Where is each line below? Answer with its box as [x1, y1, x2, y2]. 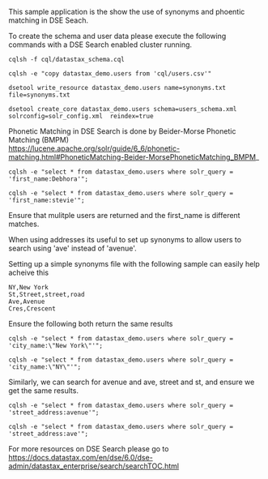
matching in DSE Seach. [8, 15, 89, 25]
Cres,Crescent [8, 305, 57, 313]
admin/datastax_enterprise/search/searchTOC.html [8, 461, 180, 471]
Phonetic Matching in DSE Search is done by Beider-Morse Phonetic [8, 126, 236, 136]
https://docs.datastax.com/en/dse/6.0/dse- [8, 453, 154, 462]
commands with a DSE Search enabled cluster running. [8, 40, 193, 49]
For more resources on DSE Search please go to [8, 444, 169, 453]
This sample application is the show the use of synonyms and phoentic [8, 7, 245, 16]
